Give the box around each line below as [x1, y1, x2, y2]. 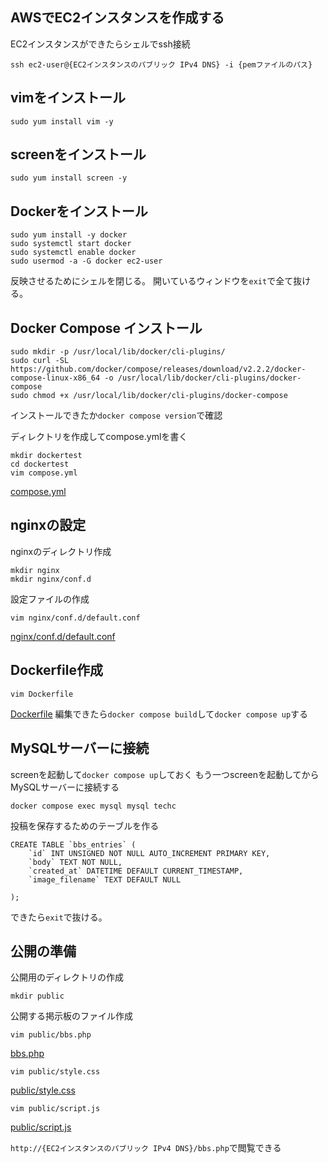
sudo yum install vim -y [10, 116, 114, 127]
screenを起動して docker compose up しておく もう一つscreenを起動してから [10, 768, 320, 780]
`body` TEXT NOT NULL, [28, 857, 123, 867]
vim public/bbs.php [10, 1030, 92, 1040]
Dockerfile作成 [10, 662, 104, 679]
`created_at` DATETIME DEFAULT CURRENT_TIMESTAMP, [28, 866, 244, 876]
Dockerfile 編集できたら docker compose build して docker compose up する [10, 708, 309, 720]
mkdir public [10, 991, 65, 1002]
